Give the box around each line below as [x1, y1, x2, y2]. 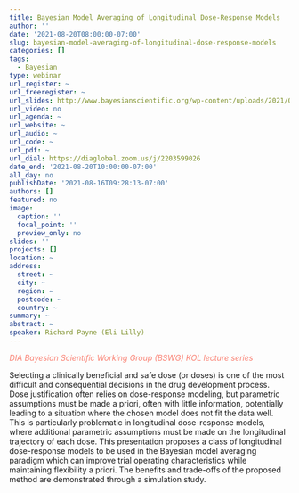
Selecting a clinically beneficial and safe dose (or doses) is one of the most [9, 369, 285, 380]
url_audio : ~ [9, 129, 58, 138]
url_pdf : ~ [9, 145, 50, 154]
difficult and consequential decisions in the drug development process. [9, 379, 270, 390]
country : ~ [17, 303, 58, 312]
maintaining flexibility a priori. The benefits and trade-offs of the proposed [9, 464, 282, 475]
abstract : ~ [9, 320, 53, 329]
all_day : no [9, 170, 53, 179]
